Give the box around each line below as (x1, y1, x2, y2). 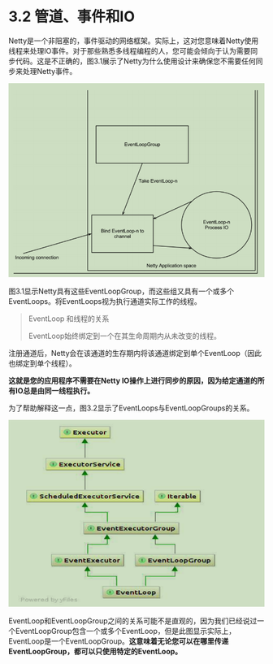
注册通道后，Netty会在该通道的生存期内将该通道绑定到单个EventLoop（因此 (8, 348, 262, 358)
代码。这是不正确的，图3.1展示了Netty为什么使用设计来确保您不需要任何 (15, 56, 256, 66)
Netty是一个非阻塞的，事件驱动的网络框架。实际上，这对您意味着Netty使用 (8, 36, 259, 46)
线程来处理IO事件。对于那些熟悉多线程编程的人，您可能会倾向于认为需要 (8, 46, 251, 55)
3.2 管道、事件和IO (8, 7, 136, 26)
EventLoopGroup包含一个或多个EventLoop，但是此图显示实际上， (15, 627, 236, 636)
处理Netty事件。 (22, 66, 77, 76)
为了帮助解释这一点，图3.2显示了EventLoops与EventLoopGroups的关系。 (8, 403, 254, 413)
